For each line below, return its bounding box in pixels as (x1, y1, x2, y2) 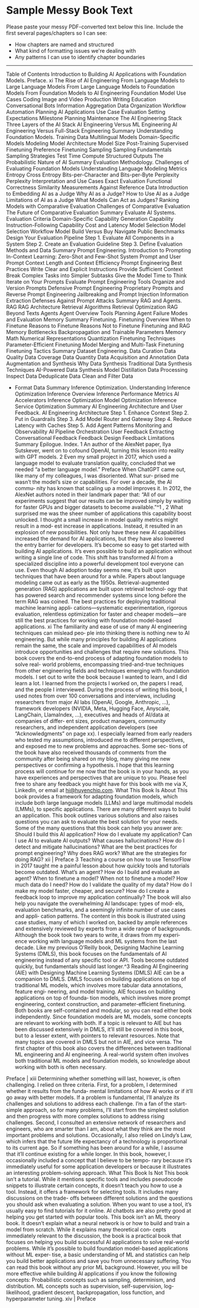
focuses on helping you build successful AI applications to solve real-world (6, 1238, 190, 1245)
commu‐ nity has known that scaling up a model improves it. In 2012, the (14, 484, 191, 491)
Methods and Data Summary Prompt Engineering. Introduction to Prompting (6, 246, 191, 253)
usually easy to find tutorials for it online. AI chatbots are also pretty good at (6, 1207, 191, 1214)
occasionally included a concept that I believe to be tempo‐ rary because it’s (6, 1156, 192, 1164)
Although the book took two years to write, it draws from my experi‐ (14, 931, 181, 939)
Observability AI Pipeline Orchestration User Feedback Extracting (14, 428, 175, 435)
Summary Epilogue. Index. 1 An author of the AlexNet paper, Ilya (14, 441, 171, 448)
